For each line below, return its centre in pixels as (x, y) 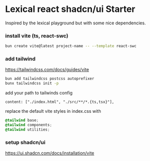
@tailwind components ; (29, 125)
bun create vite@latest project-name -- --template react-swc (71, 46)
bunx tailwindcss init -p (32, 83)
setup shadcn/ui (25, 142)
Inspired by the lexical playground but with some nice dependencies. (75, 23)
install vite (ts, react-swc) (37, 36)
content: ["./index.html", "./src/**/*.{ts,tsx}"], (60, 102)
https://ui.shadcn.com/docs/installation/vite (50, 153)
